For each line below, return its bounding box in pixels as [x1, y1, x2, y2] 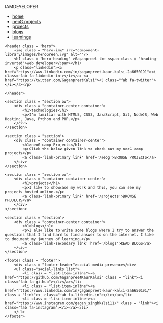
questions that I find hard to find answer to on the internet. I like [5, 232, 154, 237]
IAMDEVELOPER [5, 4, 38, 9]
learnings [12, 34, 31, 40]
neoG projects [12, 19, 41, 24]
